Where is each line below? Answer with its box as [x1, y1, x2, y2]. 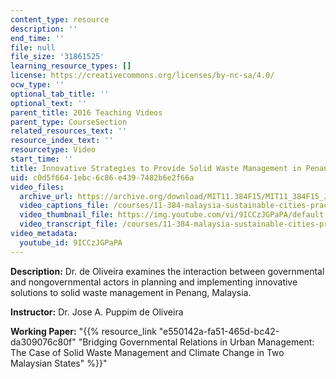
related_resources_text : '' [10, 126, 128, 136]
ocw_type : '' [10, 80, 65, 90]
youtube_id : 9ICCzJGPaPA [19, 237, 123, 248]
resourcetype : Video [10, 145, 97, 155]
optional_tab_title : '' [10, 89, 110, 99]
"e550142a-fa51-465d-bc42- [158, 325, 280, 337]
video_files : [10, 182, 65, 192]
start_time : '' [10, 154, 74, 164]
